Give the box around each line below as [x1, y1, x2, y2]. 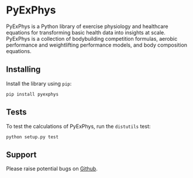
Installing [6, 65, 41, 75]
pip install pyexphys [6, 91, 59, 97]
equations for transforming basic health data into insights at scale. [6, 29, 166, 36]
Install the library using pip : [6, 80, 72, 87]
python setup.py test [6, 134, 59, 140]
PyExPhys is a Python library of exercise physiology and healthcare [6, 23, 168, 30]
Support [6, 149, 37, 159]
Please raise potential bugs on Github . [6, 165, 98, 172]
